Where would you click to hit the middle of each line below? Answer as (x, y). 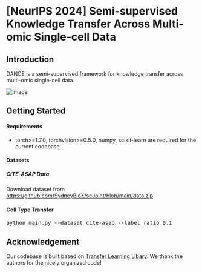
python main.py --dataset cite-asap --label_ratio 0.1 (89, 223)
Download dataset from (36, 190)
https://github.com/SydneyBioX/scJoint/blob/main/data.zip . (80, 196)
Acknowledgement (43, 241)
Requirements (24, 126)
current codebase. (38, 146)
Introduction (30, 59)
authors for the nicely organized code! (54, 263)
